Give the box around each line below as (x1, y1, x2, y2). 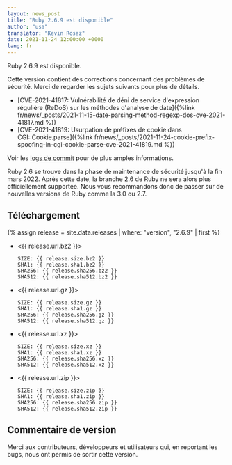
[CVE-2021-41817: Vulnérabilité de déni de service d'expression (17, 96, 200, 104)
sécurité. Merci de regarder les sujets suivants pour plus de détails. (7, 83, 200, 90)
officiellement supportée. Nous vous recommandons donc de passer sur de (7, 182, 224, 190)
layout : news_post (7, 10, 60, 17)
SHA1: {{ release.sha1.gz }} (17, 305, 102, 312)
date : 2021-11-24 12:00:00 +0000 (7, 36, 104, 43)
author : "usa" (7, 23, 49, 30)
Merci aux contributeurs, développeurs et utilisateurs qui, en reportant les (7, 443, 218, 451)
